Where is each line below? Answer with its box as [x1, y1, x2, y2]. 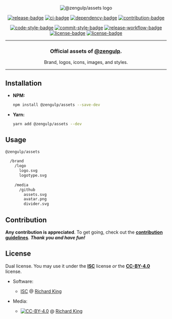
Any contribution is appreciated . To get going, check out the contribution [5, 229, 163, 235]
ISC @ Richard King [20, 288, 62, 294]
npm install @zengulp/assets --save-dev [12, 102, 100, 107]
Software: [12, 278, 34, 284]
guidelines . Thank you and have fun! [5, 234, 85, 240]
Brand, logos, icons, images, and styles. [44, 59, 128, 65]
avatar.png [24, 197, 47, 202]
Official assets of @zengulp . [50, 48, 122, 55]
